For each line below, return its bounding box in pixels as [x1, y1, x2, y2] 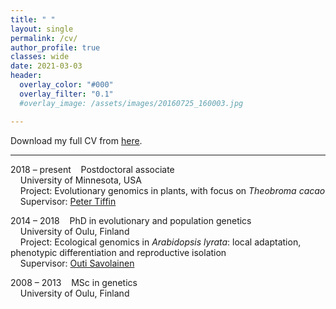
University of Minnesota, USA [19, 174, 142, 186]
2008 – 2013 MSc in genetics [10, 276, 138, 288]
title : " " [10, 14, 56, 25]
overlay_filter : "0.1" [19, 89, 114, 99]
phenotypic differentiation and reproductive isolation [10, 246, 227, 258]
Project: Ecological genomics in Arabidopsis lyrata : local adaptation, [19, 236, 302, 248]
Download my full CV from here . [10, 134, 143, 146]
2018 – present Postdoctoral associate [10, 163, 175, 175]
